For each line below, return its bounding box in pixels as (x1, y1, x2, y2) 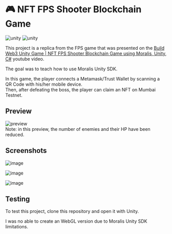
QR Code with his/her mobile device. (5, 81, 83, 87)
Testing (5, 194, 30, 203)
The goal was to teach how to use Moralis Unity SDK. (5, 66, 118, 72)
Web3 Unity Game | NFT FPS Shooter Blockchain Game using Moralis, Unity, (5, 50, 167, 56)
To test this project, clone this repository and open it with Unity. (5, 208, 139, 215)
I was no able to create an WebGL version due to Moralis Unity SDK (5, 218, 147, 224)
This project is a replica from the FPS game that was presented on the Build (5, 45, 165, 51)
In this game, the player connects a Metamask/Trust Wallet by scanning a (5, 75, 160, 82)
